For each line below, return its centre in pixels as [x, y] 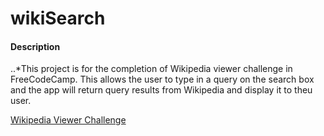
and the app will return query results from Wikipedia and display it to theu [161, 90]
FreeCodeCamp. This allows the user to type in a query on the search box [162, 79]
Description [35, 46]
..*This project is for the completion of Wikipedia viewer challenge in [151, 69]
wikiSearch [58, 18]
